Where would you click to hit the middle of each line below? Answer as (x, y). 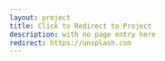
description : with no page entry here (82, 34)
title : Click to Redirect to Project (81, 26)
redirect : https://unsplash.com (70, 43)
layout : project (40, 17)
